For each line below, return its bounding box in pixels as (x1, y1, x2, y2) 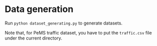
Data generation (5, 3, 73, 15)
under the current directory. (5, 35, 62, 41)
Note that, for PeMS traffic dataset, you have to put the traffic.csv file (5, 29, 152, 35)
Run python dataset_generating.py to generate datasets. (5, 20, 123, 26)
